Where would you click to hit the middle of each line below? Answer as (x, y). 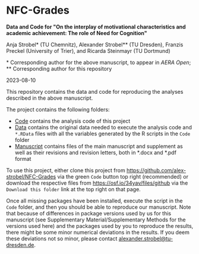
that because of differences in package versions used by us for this (89, 213)
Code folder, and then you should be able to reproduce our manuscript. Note (99, 207)
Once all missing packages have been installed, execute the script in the (94, 201)
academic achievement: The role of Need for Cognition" (77, 33)
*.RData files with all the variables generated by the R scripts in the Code (102, 134)
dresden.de (20, 245)
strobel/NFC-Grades (31, 176)
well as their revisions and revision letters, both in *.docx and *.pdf (96, 153)
